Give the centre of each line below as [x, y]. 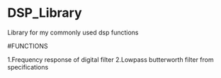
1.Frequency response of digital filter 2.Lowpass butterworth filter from [110, 59]
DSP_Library [45, 13]
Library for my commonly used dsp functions [73, 32]
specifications [28, 67]
